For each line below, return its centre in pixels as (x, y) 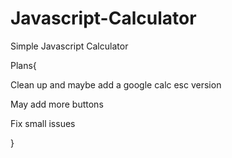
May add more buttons (57, 104)
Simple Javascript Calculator (69, 46)
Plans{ (23, 65)
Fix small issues (43, 123)
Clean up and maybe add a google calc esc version (116, 84)
